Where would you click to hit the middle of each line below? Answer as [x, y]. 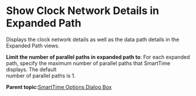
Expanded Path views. [33, 46]
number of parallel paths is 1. [41, 76]
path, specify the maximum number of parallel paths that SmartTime [88, 63]
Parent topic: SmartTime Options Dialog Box [59, 87]
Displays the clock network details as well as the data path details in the [93, 39]
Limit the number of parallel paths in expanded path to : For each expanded [98, 57]
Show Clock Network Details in [83, 11]
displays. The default [31, 69]
